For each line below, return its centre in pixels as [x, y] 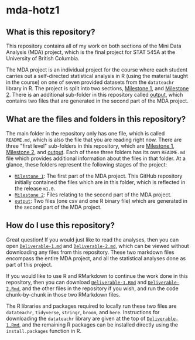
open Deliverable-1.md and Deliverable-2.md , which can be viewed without [97, 246]
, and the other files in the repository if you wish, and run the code [99, 288]
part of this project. [29, 264]
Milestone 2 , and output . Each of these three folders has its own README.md [96, 152]
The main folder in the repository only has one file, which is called [85, 133]
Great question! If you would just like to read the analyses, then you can [93, 239]
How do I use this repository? [61, 225]
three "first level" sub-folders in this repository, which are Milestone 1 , [90, 146]
